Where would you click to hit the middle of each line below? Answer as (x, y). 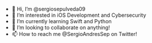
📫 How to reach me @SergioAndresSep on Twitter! (74, 34)
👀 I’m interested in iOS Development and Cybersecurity (79, 15)
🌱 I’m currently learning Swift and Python (62, 21)
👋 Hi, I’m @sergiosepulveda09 (48, 9)
